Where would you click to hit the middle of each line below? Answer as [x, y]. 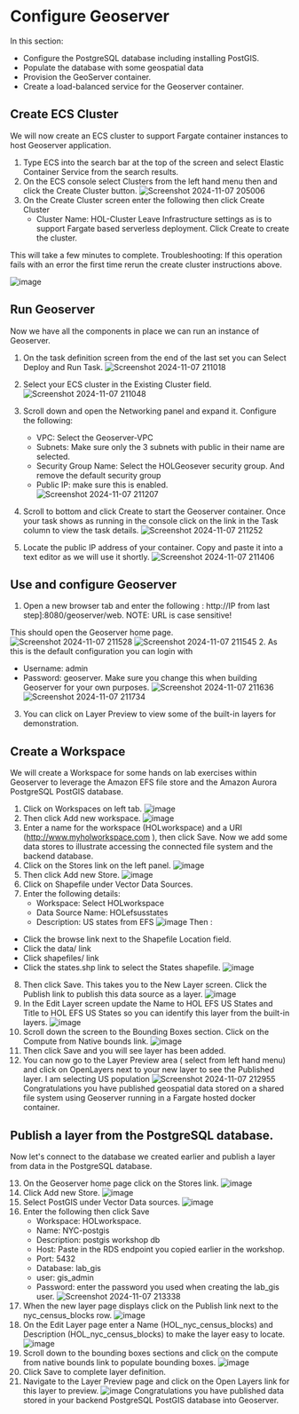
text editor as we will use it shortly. [86, 557]
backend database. [58, 856]
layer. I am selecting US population [86, 1079]
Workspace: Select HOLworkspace [100, 904]
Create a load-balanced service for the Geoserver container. [134, 86]
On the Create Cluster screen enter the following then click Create [144, 200]
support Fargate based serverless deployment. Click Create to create [162, 228]
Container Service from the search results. [101, 171]
